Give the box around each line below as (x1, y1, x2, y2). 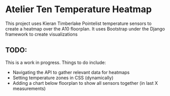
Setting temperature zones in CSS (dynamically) (12, 75, 114, 81)
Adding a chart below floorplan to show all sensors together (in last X (12, 80, 158, 86)
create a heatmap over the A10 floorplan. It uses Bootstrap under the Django (5, 25, 165, 31)
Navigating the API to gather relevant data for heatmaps (12, 69, 130, 75)
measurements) (12, 85, 46, 91)
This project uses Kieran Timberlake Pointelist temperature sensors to (5, 20, 152, 26)
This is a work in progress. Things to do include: (5, 59, 106, 66)
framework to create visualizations (5, 31, 78, 37)
